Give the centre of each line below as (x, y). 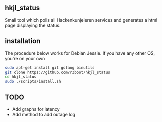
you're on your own (25, 58)
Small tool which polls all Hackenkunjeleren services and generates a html (81, 20)
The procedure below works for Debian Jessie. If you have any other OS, (80, 53)
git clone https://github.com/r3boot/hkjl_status (58, 72)
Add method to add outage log (44, 114)
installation (23, 41)
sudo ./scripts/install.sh (33, 82)
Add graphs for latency (36, 109)
